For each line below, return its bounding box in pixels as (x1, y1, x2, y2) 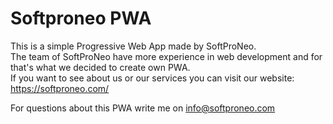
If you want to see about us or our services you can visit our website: (10, 72, 295, 84)
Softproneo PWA (10, 7, 152, 30)
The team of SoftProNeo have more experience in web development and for (10, 50, 323, 62)
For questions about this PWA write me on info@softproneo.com (10, 102, 276, 114)
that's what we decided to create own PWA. (10, 61, 191, 73)
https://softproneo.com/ (10, 82, 110, 94)
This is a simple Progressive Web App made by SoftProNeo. (10, 40, 257, 52)
